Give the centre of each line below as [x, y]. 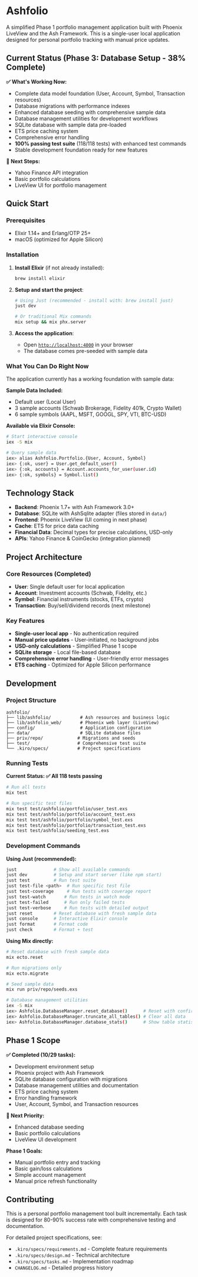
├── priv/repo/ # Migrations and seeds [71, 738]
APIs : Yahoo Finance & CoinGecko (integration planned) [83, 539]
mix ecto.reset [25, 957]
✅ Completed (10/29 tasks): [41, 1055]
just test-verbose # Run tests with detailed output [77, 908]
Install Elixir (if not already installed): [60, 268]
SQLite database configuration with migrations [71, 1079]
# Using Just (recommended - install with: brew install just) [94, 301]
